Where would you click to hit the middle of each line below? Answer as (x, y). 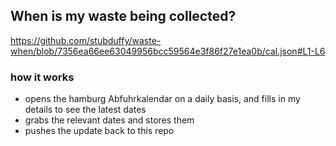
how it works (42, 77)
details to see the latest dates (85, 110)
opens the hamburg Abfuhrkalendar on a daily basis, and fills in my (162, 99)
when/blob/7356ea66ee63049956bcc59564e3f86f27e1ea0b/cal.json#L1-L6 (168, 51)
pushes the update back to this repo (99, 131)
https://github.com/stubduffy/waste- (86, 40)
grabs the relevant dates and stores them (109, 120)
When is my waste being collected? (123, 16)
